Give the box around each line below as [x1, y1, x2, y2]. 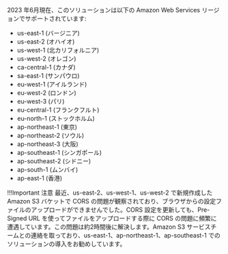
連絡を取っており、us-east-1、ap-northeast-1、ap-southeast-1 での [30, 231, 220, 239]
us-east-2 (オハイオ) [16, 38, 75, 46]
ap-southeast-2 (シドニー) [16, 157, 91, 165]
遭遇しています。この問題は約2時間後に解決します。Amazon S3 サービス [7, 223, 211, 231]
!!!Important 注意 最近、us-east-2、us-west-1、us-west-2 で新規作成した [7, 188, 213, 197]
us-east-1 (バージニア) [16, 29, 80, 37]
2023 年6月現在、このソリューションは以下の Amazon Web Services [7, 6, 200, 14]
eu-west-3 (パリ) [16, 98, 65, 105]
